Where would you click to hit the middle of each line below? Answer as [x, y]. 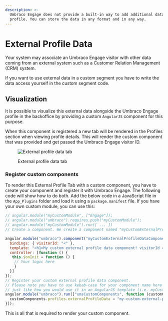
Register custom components [42, 174]
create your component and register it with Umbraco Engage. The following [83, 190]
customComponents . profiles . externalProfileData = [62, 299]
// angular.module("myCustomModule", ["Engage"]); [59, 215]
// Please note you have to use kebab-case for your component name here [84, 285]
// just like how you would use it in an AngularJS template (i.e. [77, 290]
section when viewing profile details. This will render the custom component [84, 137]
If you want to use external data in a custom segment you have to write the [82, 78]
